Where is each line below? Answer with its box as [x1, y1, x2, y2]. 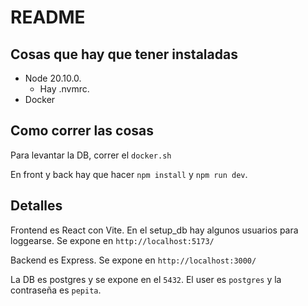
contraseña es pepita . [10, 284, 102, 296]
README [10, 6, 86, 29]
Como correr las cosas [10, 122, 155, 140]
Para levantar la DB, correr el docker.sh [10, 149, 172, 161]
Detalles [10, 197, 63, 215]
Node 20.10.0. [24, 72, 82, 84]
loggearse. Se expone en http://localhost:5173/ [10, 234, 215, 246]
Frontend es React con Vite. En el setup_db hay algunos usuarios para [10, 224, 299, 236]
